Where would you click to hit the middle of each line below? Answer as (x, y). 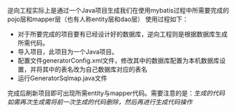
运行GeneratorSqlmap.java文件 (62, 78)
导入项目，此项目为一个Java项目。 (68, 52)
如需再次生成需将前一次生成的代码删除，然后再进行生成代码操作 (100, 102)
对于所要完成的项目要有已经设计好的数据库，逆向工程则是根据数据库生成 (122, 34)
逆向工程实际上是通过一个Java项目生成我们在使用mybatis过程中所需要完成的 (118, 10)
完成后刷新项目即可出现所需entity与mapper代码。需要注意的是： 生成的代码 (116, 93)
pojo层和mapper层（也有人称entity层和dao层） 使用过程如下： (98, 19)
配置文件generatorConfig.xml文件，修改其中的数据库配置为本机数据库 (118, 61)
